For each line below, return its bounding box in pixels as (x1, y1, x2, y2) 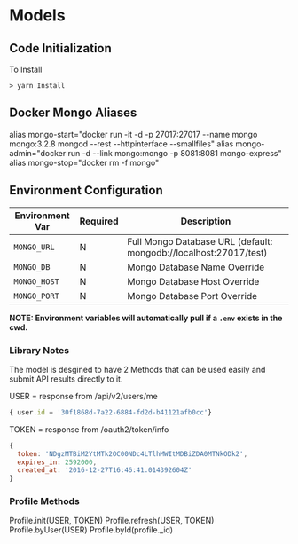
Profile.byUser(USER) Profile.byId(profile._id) (9, 524, 174, 535)
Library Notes (9, 343, 69, 356)
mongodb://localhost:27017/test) (127, 246, 268, 258)
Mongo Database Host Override (127, 275, 260, 288)
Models (9, 5, 66, 26)
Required (79, 215, 119, 227)
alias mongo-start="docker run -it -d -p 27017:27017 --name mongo (9, 129, 258, 139)
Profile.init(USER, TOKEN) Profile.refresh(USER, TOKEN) (9, 516, 215, 526)
